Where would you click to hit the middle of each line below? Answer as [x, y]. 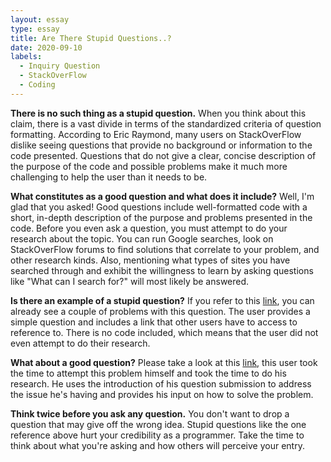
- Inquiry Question [60, 66]
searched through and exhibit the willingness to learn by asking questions [162, 270]
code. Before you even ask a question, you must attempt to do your [149, 228]
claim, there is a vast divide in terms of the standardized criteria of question [166, 123]
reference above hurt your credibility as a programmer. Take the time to [157, 435]
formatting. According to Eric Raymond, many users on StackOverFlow [156, 134]
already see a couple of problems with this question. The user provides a [160, 311]
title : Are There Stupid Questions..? [91, 38]
